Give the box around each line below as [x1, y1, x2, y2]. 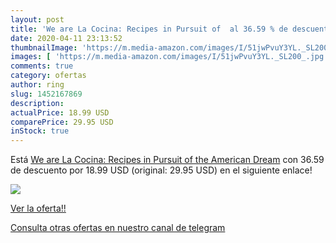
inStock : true [10, 126, 70, 136]
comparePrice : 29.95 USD [10, 117, 114, 127]
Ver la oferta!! [10, 202, 67, 215]
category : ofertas [10, 71, 87, 81]
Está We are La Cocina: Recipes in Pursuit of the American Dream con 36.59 [10, 154, 325, 166]
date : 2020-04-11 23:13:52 [10, 33, 123, 43]
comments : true [10, 61, 74, 71]
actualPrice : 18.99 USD [10, 107, 110, 118]
